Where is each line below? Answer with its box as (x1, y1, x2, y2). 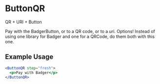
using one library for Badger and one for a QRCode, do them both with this (5, 34, 155, 39)
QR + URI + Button (5, 19, 42, 25)
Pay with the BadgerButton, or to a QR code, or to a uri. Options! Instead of (5, 28, 155, 34)
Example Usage (5, 53, 54, 61)
